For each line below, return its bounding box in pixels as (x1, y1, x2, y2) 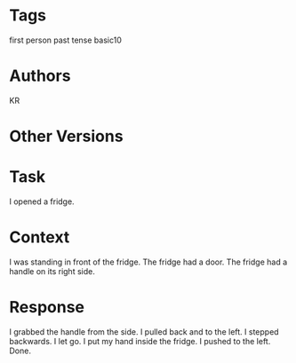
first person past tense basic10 (9, 35, 122, 45)
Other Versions (9, 126, 124, 146)
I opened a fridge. (9, 196, 75, 207)
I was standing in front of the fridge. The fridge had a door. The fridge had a (9, 256, 288, 267)
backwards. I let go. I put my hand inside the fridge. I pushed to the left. (9, 335, 271, 346)
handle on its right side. (9, 265, 95, 276)
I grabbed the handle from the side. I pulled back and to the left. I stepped (9, 326, 279, 337)
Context (9, 227, 70, 248)
